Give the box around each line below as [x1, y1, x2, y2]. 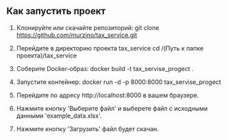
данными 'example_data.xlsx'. [16, 111, 102, 120]
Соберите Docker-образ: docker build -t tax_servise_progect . [16, 64, 194, 72]
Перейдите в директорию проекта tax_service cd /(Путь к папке [16, 44, 204, 52]
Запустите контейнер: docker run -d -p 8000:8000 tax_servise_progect [16, 78, 222, 86]
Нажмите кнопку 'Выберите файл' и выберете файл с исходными [16, 104, 208, 112]
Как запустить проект [6, 5, 106, 17]
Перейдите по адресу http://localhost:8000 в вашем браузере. [16, 91, 199, 99]
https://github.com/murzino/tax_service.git [16, 31, 138, 39]
